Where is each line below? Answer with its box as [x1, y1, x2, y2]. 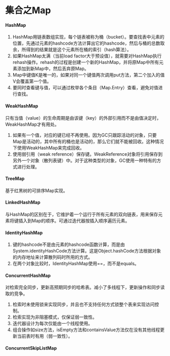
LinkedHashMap [5, 199, 40, 205]
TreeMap [5, 175, 25, 182]
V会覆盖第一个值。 [12, 78, 52, 84]
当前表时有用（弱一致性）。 [17, 333, 73, 339]
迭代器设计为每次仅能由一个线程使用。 [12, 321, 93, 327]
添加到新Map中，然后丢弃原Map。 [17, 65, 89, 72]
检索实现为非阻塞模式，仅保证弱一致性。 [12, 314, 97, 320]
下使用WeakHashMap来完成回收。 [12, 145, 84, 151]
